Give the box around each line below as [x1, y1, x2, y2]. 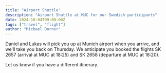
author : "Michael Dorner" [5, 27, 61, 32]
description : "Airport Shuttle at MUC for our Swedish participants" [5, 12, 158, 17]
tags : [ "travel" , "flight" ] [5, 22, 66, 27]
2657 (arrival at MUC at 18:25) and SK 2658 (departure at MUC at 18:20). [5, 52, 160, 58]
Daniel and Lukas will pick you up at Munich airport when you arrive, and [5, 41, 159, 47]
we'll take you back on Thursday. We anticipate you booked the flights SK [5, 46, 161, 52]
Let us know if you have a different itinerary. [5, 62, 99, 68]
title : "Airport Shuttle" [5, 7, 61, 13]
